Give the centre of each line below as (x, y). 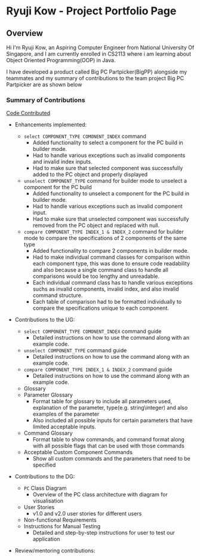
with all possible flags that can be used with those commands (109, 446)
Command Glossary (48, 433)
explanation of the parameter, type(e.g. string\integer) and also (110, 408)
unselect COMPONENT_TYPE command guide (75, 350)
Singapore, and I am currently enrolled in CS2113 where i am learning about (99, 54)
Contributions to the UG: (45, 320)
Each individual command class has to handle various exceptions (113, 283)
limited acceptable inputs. (64, 427)
